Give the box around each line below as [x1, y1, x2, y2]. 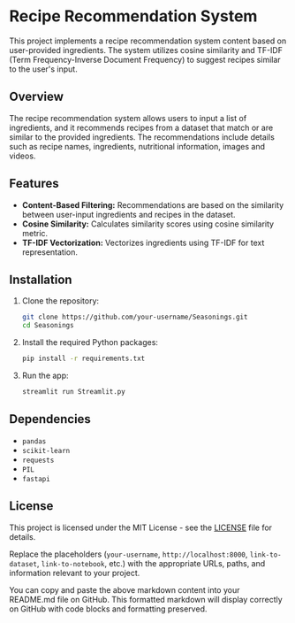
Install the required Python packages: [21, 337, 159, 348]
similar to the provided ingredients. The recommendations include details [9, 131, 276, 142]
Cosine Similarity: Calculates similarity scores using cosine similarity [21, 219, 275, 229]
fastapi [21, 474, 50, 483]
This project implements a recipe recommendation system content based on [9, 35, 287, 46]
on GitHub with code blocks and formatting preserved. [9, 604, 208, 614]
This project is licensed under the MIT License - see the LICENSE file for [9, 522, 272, 533]
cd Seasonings [21, 321, 74, 330]
